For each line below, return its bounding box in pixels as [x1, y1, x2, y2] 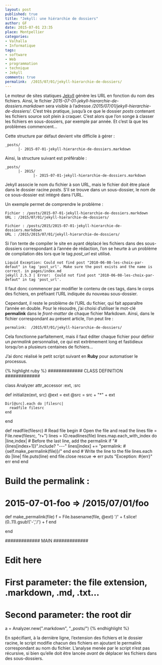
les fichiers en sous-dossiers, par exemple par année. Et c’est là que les [5, 118, 148, 124]
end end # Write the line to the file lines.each [63, 448, 152, 454]
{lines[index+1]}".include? [5, 443, 56, 449]
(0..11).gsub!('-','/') [5, 519, 41, 525]
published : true [5, 12, 38, 17]
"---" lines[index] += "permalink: [57, 443, 122, 449]
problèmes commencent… [5, 123, 58, 129]
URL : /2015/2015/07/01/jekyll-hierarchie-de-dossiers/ [5, 232, 120, 237]
